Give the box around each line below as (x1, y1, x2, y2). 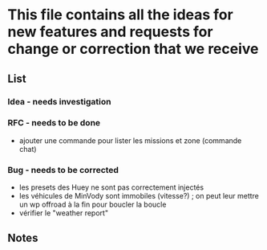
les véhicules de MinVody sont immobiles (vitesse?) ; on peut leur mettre (18, 191, 260, 201)
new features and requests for (7, 23, 213, 41)
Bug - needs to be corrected (7, 164, 119, 175)
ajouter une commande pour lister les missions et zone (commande (18, 135, 242, 145)
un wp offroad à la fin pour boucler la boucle (18, 199, 167, 210)
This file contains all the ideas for (7, 6, 233, 24)
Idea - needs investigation (7, 96, 111, 107)
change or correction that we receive (7, 40, 259, 58)
